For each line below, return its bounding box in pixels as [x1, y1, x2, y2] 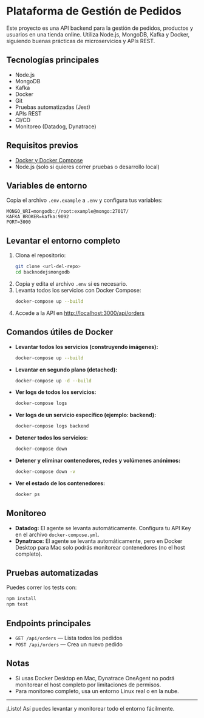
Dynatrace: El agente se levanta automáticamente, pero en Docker [15, 537, 183, 545]
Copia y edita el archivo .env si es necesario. [15, 280, 127, 287]
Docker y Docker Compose [15, 156, 83, 164]
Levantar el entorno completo [6, 235, 121, 246]
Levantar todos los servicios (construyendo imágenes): [15, 343, 158, 350]
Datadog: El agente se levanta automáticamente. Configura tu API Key [15, 524, 191, 531]
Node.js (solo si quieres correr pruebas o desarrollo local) [15, 163, 160, 170]
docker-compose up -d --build [15, 378, 92, 384]
